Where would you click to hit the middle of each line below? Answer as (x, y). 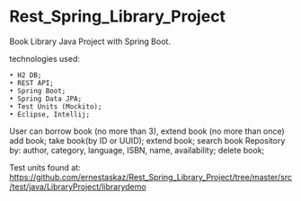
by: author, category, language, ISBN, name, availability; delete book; (137, 150)
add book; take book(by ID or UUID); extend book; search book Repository (147, 140)
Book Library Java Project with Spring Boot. (90, 41)
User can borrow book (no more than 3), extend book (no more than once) (147, 131)
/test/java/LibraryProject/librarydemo (78, 187)
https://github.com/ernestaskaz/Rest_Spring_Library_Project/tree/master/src (151, 177)
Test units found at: (45, 167)
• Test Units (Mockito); (56, 106)
